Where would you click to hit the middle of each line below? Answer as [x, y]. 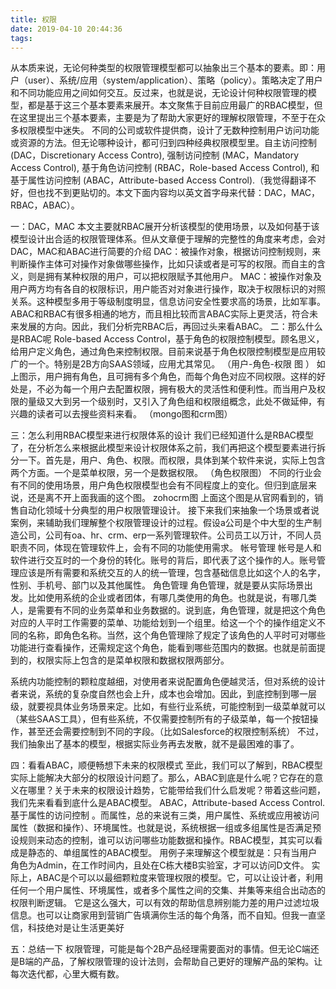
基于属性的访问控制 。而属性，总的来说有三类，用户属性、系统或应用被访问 [165, 815]
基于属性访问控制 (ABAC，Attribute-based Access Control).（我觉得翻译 [159, 180]
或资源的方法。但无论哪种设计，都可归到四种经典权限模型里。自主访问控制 [163, 143]
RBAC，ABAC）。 [45, 205]
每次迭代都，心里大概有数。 [67, 974]
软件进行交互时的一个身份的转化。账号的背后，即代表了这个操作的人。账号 [163, 560]
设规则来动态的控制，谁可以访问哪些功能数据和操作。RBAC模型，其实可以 [162, 840]
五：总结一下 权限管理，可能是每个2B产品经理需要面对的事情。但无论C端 [160, 949]
